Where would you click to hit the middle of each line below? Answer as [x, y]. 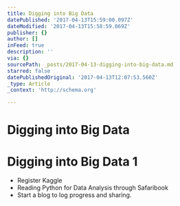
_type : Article [29, 84]
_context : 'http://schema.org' [52, 90]
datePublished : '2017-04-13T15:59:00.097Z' [70, 20]
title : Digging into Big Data [50, 13]
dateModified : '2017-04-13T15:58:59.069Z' [69, 26]
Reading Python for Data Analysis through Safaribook [92, 188]
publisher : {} [27, 33]
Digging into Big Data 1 [72, 161]
